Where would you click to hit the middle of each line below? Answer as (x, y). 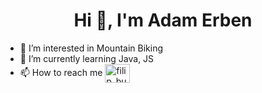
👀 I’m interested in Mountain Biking (91, 48)
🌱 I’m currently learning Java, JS (87, 58)
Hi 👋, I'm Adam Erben (163, 20)
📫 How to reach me (61, 72)
